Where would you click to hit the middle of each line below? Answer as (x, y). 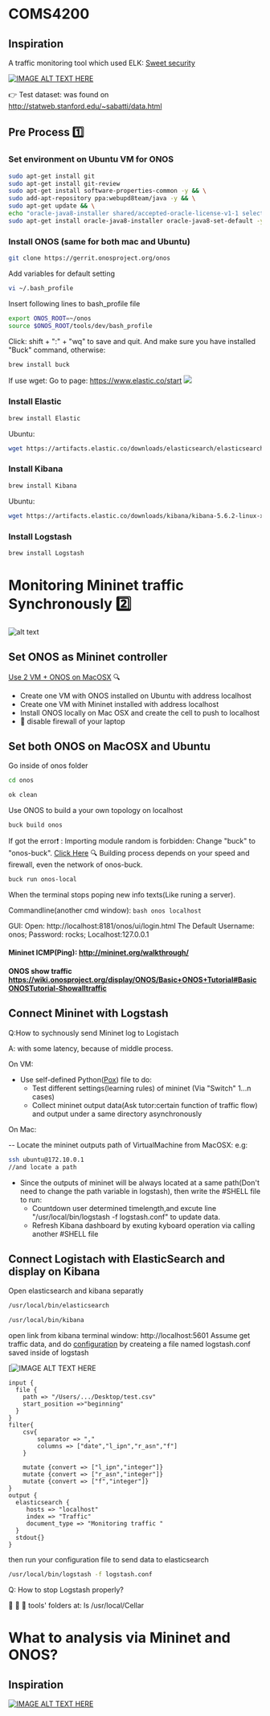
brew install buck (39, 364)
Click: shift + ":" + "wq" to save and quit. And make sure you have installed (132, 341)
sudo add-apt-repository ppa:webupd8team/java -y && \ (102, 199)
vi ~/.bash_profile (41, 288)
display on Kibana (54, 1271)
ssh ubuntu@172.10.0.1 (46, 1160)
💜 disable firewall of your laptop (72, 721)
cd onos (21, 781)
